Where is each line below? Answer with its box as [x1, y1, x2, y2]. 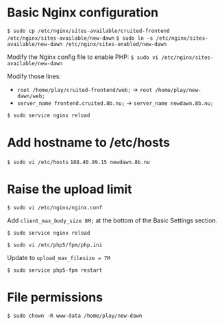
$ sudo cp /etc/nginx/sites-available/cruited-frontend [7, 27, 170, 34]
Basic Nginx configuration [7, 5, 159, 21]
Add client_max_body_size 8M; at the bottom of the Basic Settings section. [7, 216, 218, 224]
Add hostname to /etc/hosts [7, 135, 170, 150]
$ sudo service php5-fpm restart [7, 266, 103, 274]
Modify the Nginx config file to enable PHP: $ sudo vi [7, 53, 159, 61]
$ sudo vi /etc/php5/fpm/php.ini [7, 242, 103, 248]
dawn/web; [16, 93, 46, 100]
